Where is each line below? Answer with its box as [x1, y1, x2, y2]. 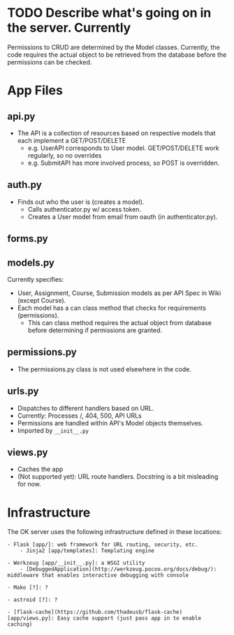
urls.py [7, 385, 39, 397]
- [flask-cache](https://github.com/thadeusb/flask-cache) [7, 608, 183, 616]
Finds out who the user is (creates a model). [17, 198, 145, 206]
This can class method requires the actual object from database [27, 318, 212, 327]
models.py [7, 257, 54, 268]
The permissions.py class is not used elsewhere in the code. [17, 364, 192, 373]
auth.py [7, 179, 42, 191]
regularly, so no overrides [27, 151, 102, 159]
